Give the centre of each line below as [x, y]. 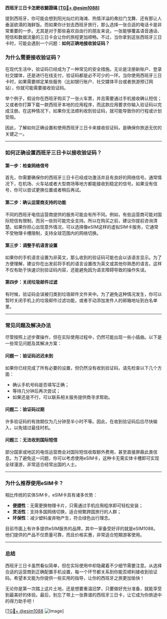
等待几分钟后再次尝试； [36, 391]
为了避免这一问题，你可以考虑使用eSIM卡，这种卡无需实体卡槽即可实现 [86, 458]
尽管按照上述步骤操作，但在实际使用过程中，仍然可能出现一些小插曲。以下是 [83, 337]
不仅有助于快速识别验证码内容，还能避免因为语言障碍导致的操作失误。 [77, 270]
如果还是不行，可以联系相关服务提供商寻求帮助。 [62, 397]
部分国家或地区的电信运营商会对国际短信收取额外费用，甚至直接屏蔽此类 [79, 452]
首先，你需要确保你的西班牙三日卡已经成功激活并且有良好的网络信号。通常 [81, 178]
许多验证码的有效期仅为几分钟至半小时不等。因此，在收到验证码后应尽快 [79, 421]
